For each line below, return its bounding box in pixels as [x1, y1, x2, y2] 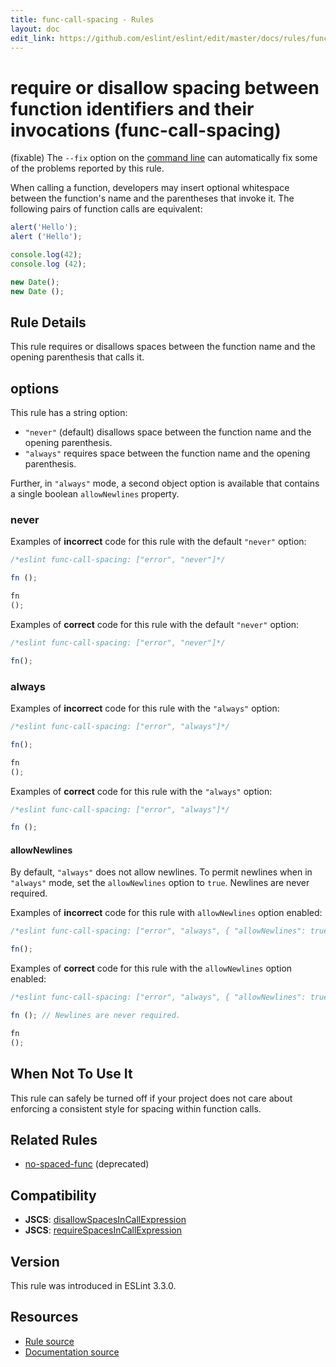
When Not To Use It [10, 1066, 133, 1083]
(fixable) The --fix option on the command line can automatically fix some [10, 152, 318, 164]
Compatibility [10, 1187, 97, 1204]
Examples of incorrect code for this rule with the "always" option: [10, 702, 280, 715]
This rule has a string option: [10, 407, 128, 419]
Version [10, 1253, 60, 1270]
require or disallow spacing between [10, 76, 320, 99]
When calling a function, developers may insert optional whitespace [10, 182, 290, 194]
